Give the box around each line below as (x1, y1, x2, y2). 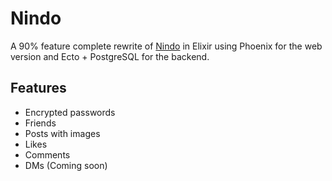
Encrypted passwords (24, 106, 116, 118)
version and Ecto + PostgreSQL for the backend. (10, 50, 210, 62)
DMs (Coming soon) (24, 159, 108, 171)
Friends (24, 117, 57, 129)
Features (10, 80, 67, 97)
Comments (24, 148, 71, 161)
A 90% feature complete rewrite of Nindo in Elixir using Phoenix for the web (10, 40, 323, 52)
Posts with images (24, 127, 101, 139)
